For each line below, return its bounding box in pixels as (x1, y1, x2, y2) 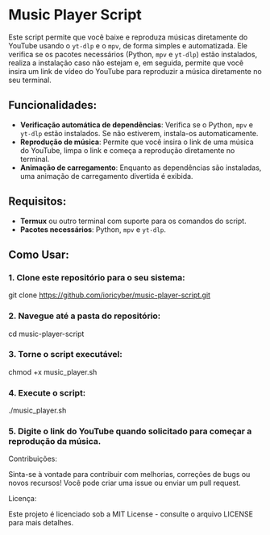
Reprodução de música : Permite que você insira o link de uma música (19, 137, 254, 147)
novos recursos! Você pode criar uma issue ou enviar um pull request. (8, 478, 241, 488)
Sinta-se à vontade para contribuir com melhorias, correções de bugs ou (8, 470, 251, 479)
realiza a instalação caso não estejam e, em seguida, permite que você (8, 58, 244, 68)
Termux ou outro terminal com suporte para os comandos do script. (19, 216, 247, 226)
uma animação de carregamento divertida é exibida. (19, 171, 193, 180)
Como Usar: (8, 247, 70, 261)
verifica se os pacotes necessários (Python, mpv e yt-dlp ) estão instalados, (8, 49, 258, 59)
